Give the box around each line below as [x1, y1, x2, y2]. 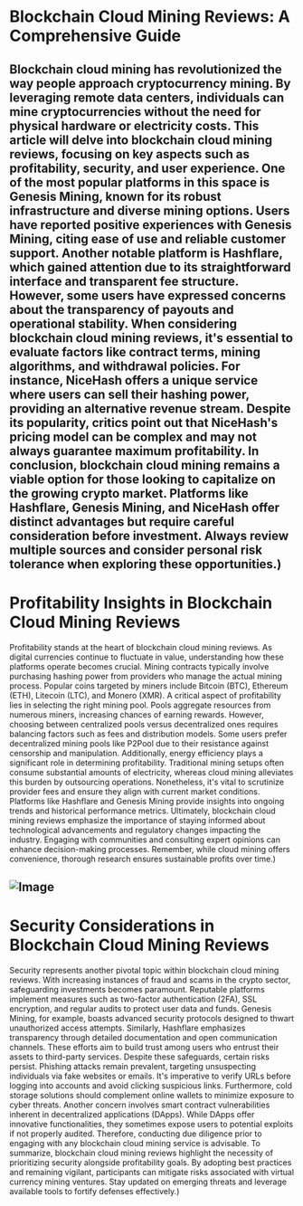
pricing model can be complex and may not [9, 429, 258, 444]
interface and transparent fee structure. [9, 273, 240, 289]
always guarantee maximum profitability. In [9, 443, 260, 459]
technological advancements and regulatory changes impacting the [9, 824, 261, 835]
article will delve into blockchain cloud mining [9, 132, 273, 147]
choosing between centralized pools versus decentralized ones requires [9, 718, 279, 729]
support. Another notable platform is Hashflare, [9, 245, 283, 261]
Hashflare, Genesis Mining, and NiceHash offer [9, 499, 280, 515]
